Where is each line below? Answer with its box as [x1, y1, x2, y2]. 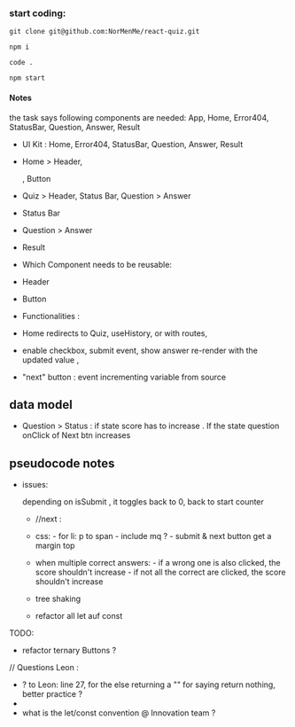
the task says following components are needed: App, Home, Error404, [9, 112, 269, 122]
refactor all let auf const [35, 611, 123, 621]
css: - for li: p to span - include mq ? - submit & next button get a [35, 531, 272, 542]
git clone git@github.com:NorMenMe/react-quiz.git [9, 27, 200, 36]
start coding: [9, 7, 66, 20]
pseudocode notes [9, 456, 115, 471]
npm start [9, 74, 46, 82]
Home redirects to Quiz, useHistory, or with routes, [21, 327, 208, 339]
